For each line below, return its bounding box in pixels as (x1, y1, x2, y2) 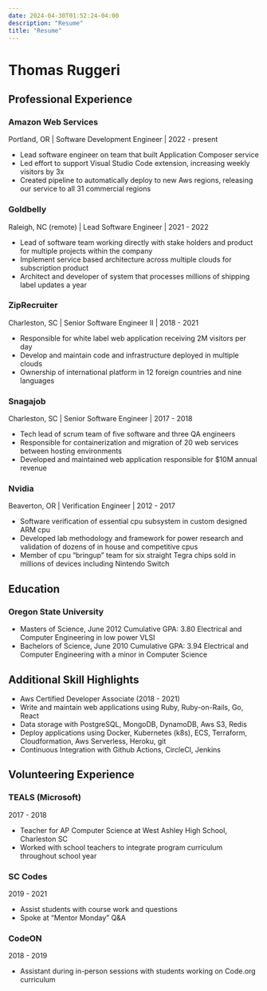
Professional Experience (8, 93, 133, 106)
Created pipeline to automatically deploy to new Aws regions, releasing (19, 176, 253, 185)
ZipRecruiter (8, 300, 58, 311)
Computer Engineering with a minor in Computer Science (19, 649, 208, 659)
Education (8, 582, 61, 595)
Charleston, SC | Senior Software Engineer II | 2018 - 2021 (8, 318, 199, 327)
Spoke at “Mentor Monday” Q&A (19, 913, 126, 922)
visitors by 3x (19, 167, 65, 176)
